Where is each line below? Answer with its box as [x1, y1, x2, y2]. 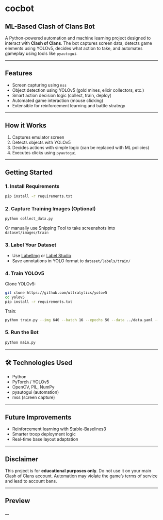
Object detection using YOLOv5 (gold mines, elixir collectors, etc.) [12, 87, 144, 93]
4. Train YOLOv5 [5, 270, 45, 277]
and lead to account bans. [5, 478, 57, 484]
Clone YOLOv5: [5, 281, 36, 286]
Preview [5, 497, 31, 505]
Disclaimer [5, 455, 38, 463]
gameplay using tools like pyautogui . [5, 50, 78, 56]
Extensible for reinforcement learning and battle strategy [12, 102, 126, 108]
